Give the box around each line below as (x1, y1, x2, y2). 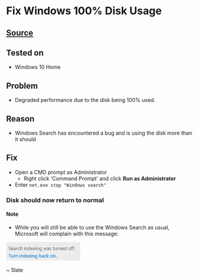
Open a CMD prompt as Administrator (14, 168, 107, 175)
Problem (6, 81, 39, 91)
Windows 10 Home (14, 63, 61, 71)
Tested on (6, 47, 44, 57)
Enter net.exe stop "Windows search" (14, 181, 107, 188)
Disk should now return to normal (6, 196, 104, 204)
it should (14, 136, 37, 143)
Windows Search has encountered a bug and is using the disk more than (14, 129, 193, 137)
